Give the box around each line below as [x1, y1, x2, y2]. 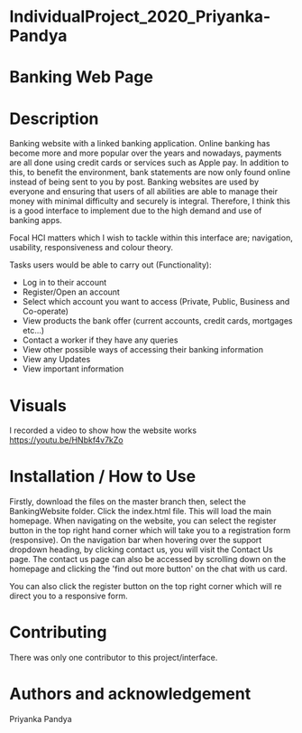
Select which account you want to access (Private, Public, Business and [22, 296, 290, 307]
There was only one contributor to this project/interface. [9, 653, 218, 663]
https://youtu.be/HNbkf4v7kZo [9, 435, 124, 446]
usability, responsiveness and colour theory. [9, 242, 174, 253]
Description [9, 108, 99, 128]
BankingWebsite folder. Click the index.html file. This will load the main [9, 506, 272, 517]
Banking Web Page [9, 67, 153, 88]
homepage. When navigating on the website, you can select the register [9, 515, 277, 526]
